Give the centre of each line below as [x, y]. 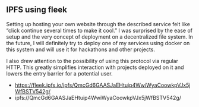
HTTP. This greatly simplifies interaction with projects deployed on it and [95, 67]
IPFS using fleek [37, 10]
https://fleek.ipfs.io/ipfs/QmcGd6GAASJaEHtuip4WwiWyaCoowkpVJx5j [102, 85]
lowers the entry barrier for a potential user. [59, 73]
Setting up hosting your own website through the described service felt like [98, 24]
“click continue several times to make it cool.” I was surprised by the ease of [99, 30]
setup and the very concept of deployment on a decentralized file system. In [99, 37]
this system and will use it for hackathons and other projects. [81, 49]
